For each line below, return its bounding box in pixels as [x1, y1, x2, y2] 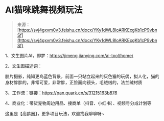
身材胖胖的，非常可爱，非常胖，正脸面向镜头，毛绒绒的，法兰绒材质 [5, 79, 142, 85]
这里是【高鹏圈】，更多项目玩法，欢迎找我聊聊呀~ [5, 110, 105, 116]
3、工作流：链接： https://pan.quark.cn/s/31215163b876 [5, 90, 117, 96]
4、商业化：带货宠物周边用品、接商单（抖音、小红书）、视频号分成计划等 [5, 100, 152, 106]
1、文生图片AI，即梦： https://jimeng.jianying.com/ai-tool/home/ [5, 52, 134, 59]
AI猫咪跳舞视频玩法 [5, 4, 83, 16]
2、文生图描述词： [5, 63, 43, 69]
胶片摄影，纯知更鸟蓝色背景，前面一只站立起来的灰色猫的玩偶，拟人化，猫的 [5, 73, 160, 79]
